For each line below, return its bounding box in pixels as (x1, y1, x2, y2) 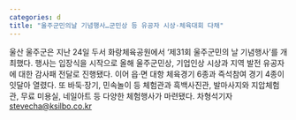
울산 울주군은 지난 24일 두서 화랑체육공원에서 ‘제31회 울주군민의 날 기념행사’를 (9, 46, 278, 57)
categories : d (9, 12, 62, 22)
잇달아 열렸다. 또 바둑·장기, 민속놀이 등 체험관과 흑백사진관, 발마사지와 (9, 79, 250, 90)
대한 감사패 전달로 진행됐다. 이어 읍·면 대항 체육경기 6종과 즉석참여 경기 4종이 (18, 68, 285, 79)
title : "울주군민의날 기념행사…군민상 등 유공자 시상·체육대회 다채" (9, 21, 224, 30)
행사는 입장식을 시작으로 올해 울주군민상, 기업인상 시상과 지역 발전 (34, 57, 262, 68)
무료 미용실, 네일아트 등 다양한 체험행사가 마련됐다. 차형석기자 (20, 90, 233, 101)
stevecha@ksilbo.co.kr (9, 101, 93, 111)
